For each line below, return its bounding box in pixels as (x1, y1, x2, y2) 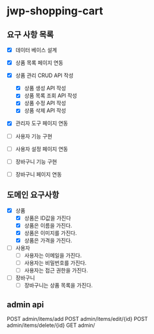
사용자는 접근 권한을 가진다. (24, 267, 88, 274)
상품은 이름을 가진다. (24, 222, 73, 229)
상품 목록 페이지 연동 (15, 59, 64, 66)
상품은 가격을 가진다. (24, 237, 73, 244)
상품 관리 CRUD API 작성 (15, 72, 74, 79)
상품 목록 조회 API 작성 (24, 92, 77, 99)
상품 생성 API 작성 (24, 85, 67, 92)
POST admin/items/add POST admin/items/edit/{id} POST (7, 315, 148, 323)
